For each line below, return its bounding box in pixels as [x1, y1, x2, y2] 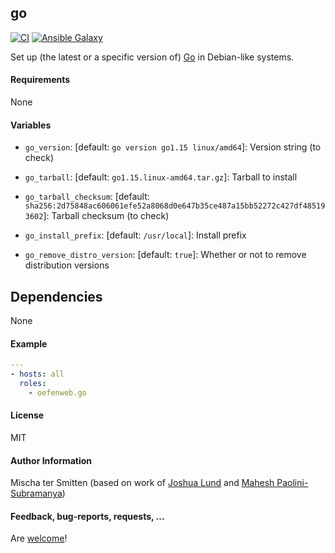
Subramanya [10, 487, 63, 500]
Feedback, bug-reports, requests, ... [10, 510, 165, 522]
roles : [19, 378, 47, 388]
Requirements [10, 74, 71, 86]
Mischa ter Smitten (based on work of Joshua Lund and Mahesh [10, 477, 275, 489]
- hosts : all [10, 369, 65, 380]
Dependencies [10, 288, 103, 305]
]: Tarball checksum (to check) [43, 210, 170, 222]
